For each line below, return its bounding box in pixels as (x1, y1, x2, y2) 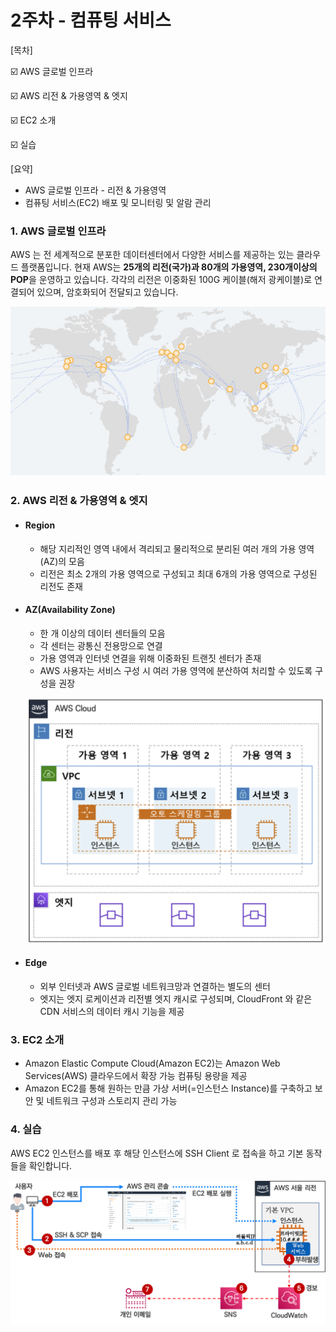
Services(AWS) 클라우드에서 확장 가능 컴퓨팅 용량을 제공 (24, 1070, 248, 1082)
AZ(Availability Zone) (24, 604, 116, 616)
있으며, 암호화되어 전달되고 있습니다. (36, 286, 179, 298)
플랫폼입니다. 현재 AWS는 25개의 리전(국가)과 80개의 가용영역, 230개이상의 (20, 261, 318, 273)
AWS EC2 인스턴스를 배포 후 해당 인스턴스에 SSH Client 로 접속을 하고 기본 (10, 1147, 304, 1159)
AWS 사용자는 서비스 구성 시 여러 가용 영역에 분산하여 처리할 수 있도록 (39, 664, 313, 676)
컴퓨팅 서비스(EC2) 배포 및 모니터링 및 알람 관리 (24, 196, 212, 208)
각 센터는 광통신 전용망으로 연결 (39, 639, 163, 651)
